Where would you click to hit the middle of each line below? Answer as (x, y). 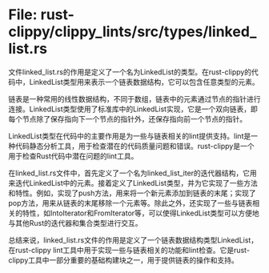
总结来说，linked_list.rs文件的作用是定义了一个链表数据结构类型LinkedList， (133, 240)
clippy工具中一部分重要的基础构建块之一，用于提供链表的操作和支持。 (123, 260)
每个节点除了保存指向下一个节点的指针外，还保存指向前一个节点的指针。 (127, 118)
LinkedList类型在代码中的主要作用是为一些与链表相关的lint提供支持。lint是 (130, 136)
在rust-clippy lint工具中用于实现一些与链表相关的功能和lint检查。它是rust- (129, 250)
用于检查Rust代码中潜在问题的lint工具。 (73, 156)
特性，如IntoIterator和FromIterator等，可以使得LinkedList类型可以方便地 (141, 213)
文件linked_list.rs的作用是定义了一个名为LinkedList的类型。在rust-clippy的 (130, 72)
